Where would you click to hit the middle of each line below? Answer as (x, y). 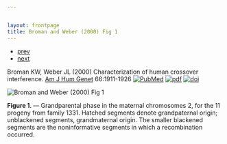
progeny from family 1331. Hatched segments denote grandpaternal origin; (112, 113)
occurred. (21, 134)
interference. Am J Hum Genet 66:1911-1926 (69, 78)
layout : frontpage (33, 25)
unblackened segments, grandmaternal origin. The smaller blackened (105, 119)
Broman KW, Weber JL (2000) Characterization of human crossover (103, 72)
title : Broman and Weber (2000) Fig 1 (62, 31)
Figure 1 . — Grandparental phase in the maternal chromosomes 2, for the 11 (114, 105)
